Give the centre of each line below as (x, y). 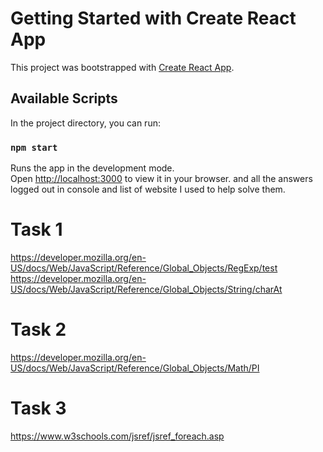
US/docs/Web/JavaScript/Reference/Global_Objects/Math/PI (135, 368)
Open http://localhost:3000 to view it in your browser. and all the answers (161, 179)
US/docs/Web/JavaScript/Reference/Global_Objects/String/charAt (146, 289)
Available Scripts (64, 98)
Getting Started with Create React (153, 18)
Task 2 (38, 329)
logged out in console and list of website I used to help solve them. (148, 189)
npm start (34, 147)
